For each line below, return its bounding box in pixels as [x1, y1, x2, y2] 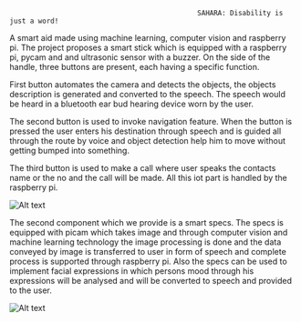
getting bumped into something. [9, 146, 130, 156]
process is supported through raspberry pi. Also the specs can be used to [9, 256, 287, 267]
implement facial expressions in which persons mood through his [9, 266, 254, 277]
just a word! [9, 16, 59, 25]
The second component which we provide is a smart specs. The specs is [9, 217, 285, 227]
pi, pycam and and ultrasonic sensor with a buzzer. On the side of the [9, 52, 271, 63]
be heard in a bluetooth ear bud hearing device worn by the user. [9, 98, 254, 109]
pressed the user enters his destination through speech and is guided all [9, 126, 282, 136]
